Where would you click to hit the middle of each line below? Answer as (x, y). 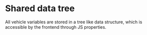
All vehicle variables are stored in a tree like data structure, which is (74, 22)
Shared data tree (40, 9)
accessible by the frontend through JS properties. (56, 27)
